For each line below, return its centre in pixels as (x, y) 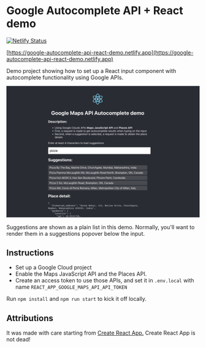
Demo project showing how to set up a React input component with (91, 70)
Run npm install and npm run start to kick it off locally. (77, 299)
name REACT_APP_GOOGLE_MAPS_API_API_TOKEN (71, 287)
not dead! (18, 339)
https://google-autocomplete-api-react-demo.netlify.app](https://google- (101, 52)
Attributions (30, 318)
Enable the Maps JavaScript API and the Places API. (81, 274)
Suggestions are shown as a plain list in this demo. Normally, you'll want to (101, 227)
